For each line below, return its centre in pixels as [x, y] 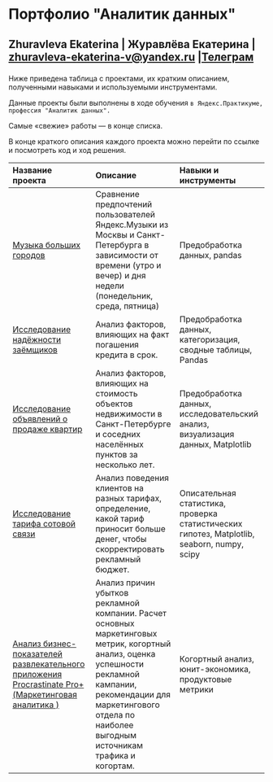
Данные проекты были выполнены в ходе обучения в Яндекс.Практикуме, [136, 103]
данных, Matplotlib [215, 444]
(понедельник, [124, 295]
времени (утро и [128, 265]
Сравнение [117, 194]
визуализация [207, 434]
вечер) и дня [121, 275]
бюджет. [113, 569]
